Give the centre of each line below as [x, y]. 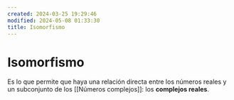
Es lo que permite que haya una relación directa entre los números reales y [117, 82]
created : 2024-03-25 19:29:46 [52, 14]
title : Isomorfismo [36, 27]
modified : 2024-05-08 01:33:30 [54, 21]
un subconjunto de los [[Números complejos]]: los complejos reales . [108, 89]
